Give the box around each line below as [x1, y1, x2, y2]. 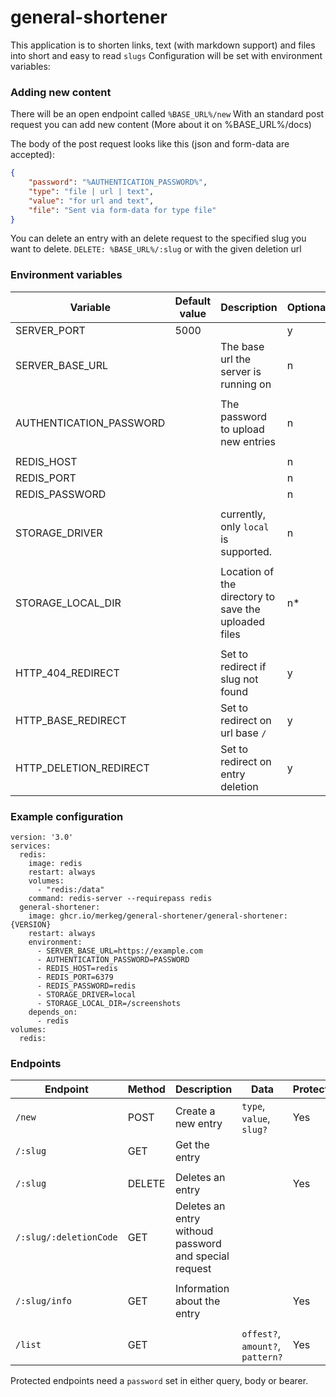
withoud [174, 1224, 214, 1238]
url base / [220, 726, 267, 740]
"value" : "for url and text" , [28, 196, 155, 206]
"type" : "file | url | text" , [28, 186, 155, 196]
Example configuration [10, 809, 124, 823]
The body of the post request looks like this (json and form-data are [10, 138, 290, 150]
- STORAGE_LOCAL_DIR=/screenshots [36, 999, 182, 1009]
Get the [174, 1138, 210, 1152]
